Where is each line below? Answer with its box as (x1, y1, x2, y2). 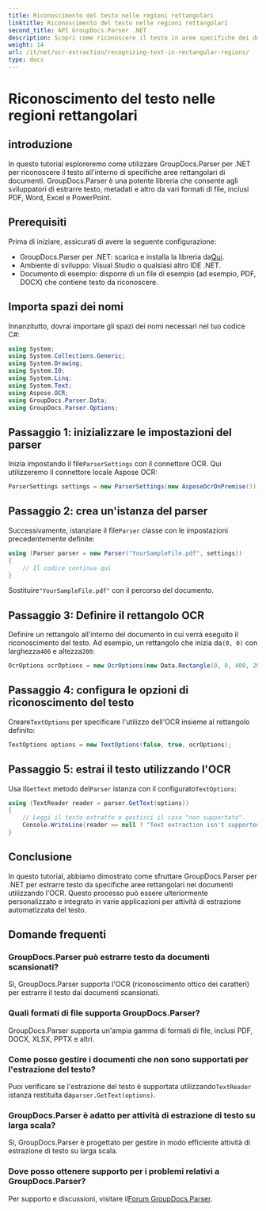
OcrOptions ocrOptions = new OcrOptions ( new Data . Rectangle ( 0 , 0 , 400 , (8, 662, 250, 670)
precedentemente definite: (8, 533, 95, 543)
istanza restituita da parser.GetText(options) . (8, 1090, 156, 1100)
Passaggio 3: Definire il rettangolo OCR (8, 609, 204, 622)
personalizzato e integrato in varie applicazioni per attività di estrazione (8, 896, 241, 906)
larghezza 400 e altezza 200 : (8, 647, 95, 656)
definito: (8, 725, 36, 735)
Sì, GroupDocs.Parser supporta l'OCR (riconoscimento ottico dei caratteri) (8, 979, 250, 989)
